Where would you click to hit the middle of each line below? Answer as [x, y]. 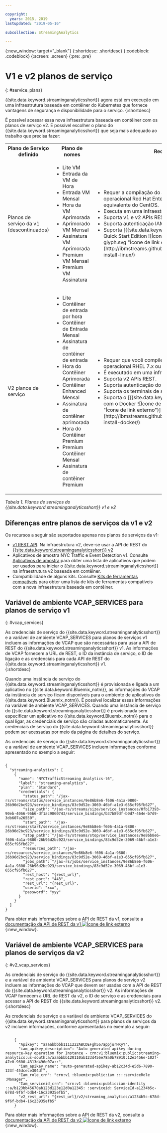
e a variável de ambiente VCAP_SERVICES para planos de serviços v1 [76, 637]
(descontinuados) [29, 230]
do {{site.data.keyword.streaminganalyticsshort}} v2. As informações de [79, 990]
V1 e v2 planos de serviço [59, 77]
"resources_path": [42, 848]
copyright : [16, 14]
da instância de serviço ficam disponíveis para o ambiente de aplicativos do [83, 695]
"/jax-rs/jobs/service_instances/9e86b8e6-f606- [103, 861]
